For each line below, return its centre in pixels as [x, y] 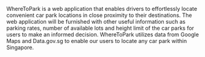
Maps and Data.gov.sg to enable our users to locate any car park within [97, 41]
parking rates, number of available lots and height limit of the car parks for [100, 28]
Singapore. [20, 47]
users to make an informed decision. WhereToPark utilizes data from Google [103, 35]
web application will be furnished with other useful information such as [96, 22]
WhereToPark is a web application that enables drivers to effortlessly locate [102, 9]
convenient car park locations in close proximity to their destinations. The [99, 15]
